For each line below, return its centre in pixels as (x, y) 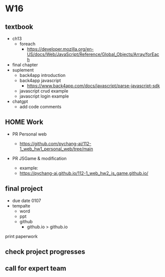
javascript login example (44, 96)
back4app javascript (40, 80)
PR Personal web (29, 134)
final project (24, 189)
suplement (23, 70)
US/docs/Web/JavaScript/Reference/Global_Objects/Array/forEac (93, 54)
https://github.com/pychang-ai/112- (55, 143)
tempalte (21, 206)
